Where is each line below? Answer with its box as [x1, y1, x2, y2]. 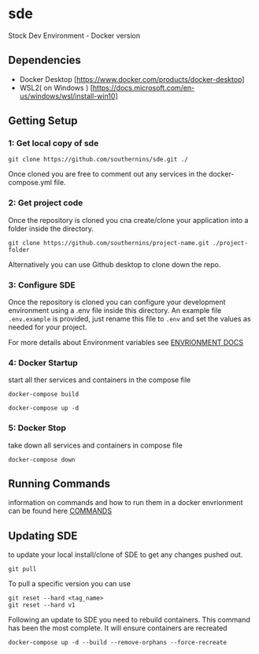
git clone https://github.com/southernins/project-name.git [8, 239, 210, 247]
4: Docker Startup [8, 357, 79, 368]
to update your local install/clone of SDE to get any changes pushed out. [8, 550, 243, 559]
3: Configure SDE [8, 279, 76, 290]
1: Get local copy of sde [8, 138, 99, 149]
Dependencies [8, 54, 81, 67]
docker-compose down [8, 455, 76, 463]
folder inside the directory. [8, 224, 94, 233]
